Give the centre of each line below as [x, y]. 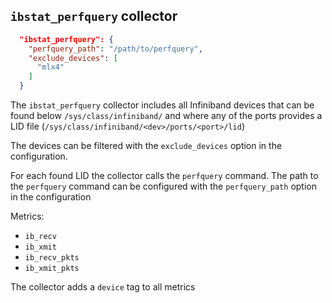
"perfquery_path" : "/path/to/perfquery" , [115, 49]
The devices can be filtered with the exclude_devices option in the [146, 146]
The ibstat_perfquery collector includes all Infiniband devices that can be [162, 105]
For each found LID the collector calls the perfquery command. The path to [164, 176]
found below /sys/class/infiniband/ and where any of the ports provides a [166, 116]
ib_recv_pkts [52, 258]
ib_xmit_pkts [52, 269]
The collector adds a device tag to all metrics [103, 287]
